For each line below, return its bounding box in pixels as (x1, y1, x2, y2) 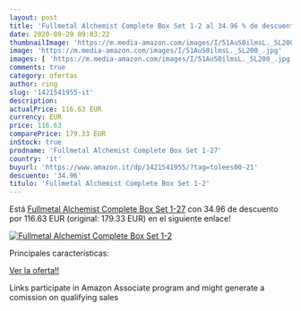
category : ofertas (9, 71, 78, 80)
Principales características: (9, 248, 110, 259)
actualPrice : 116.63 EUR (9, 105, 102, 113)
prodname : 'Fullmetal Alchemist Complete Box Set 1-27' (9, 146, 222, 155)
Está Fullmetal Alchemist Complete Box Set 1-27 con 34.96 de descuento (9, 204, 279, 214)
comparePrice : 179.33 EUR (9, 130, 106, 139)
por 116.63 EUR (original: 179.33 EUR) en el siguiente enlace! (9, 214, 231, 224)
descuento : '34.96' (9, 171, 82, 180)
